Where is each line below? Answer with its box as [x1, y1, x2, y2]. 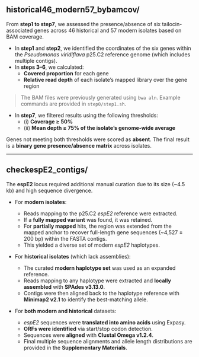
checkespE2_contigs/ [6, 165, 88, 175]
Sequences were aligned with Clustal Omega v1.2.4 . [23, 332, 154, 339]
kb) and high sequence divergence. [6, 187, 93, 194]
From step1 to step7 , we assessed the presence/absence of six [6, 20, 161, 27]
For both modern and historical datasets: [14, 307, 117, 314]
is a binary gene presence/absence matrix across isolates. [6, 142, 152, 149]
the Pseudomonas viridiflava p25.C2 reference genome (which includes [14, 50, 191, 58]
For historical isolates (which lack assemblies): [14, 253, 131, 260]
